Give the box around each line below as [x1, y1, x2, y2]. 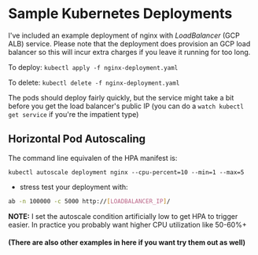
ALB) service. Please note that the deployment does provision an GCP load [8, 38, 251, 48]
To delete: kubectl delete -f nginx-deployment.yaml [8, 78, 180, 87]
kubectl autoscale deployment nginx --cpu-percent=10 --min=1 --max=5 [8, 168, 245, 177]
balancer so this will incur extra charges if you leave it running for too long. [8, 47, 251, 56]
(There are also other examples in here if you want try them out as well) [8, 238, 246, 247]
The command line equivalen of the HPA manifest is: [8, 153, 178, 162]
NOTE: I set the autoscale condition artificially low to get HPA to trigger [8, 211, 238, 220]
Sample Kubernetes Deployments [8, 5, 233, 23]
